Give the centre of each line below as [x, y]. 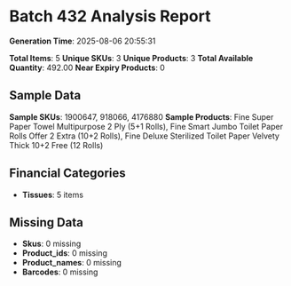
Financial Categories [67, 174]
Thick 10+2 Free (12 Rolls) [56, 145]
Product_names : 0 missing [72, 263]
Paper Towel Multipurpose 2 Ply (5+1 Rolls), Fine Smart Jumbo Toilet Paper [146, 126]
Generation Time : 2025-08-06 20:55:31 [83, 41]
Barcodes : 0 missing [60, 272]
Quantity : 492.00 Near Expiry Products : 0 [87, 68]
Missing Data [47, 222]
